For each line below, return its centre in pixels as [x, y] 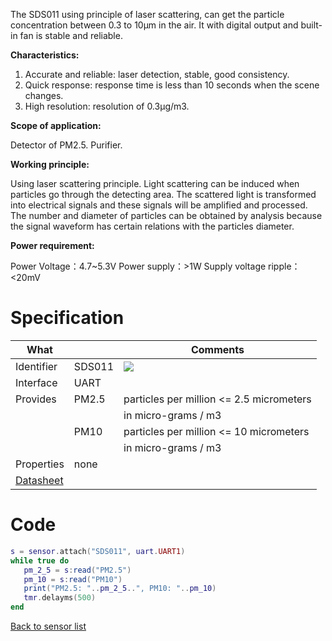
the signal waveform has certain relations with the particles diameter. [152, 226]
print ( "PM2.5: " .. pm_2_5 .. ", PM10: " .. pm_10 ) [120, 589]
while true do [40, 560]
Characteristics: [45, 55]
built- [311, 25]
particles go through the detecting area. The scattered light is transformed [163, 194]
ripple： [284, 266]
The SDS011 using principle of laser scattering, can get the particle [147, 14]
